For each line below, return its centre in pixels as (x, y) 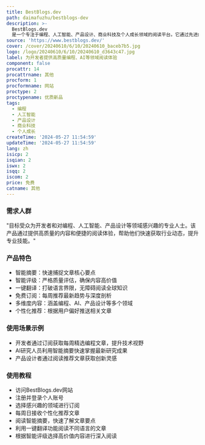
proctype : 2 (21, 92)
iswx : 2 (16, 166)
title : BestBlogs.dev (34, 12)
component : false (28, 63)
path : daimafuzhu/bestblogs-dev (47, 18)
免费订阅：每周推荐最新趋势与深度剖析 (63, 296)
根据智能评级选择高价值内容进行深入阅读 (66, 436)
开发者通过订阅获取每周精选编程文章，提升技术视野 (79, 343)
